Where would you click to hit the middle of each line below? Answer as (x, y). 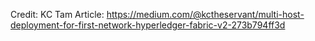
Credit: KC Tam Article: (57, 14)
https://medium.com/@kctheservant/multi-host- (205, 14)
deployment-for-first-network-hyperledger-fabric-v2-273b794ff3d (148, 25)
